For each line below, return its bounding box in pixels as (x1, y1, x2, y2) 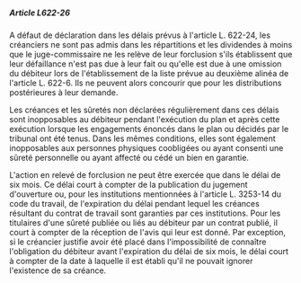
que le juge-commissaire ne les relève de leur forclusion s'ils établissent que (9, 49, 293, 59)
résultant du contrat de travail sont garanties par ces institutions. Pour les (9, 208, 281, 218)
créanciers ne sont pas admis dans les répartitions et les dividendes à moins (9, 39, 293, 49)
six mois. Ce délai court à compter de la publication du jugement (9, 179, 249, 190)
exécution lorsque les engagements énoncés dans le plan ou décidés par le (9, 123, 289, 134)
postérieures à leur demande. (9, 86, 119, 98)
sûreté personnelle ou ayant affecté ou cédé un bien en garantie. (9, 152, 250, 163)
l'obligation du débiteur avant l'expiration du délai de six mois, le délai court (9, 245, 289, 256)
